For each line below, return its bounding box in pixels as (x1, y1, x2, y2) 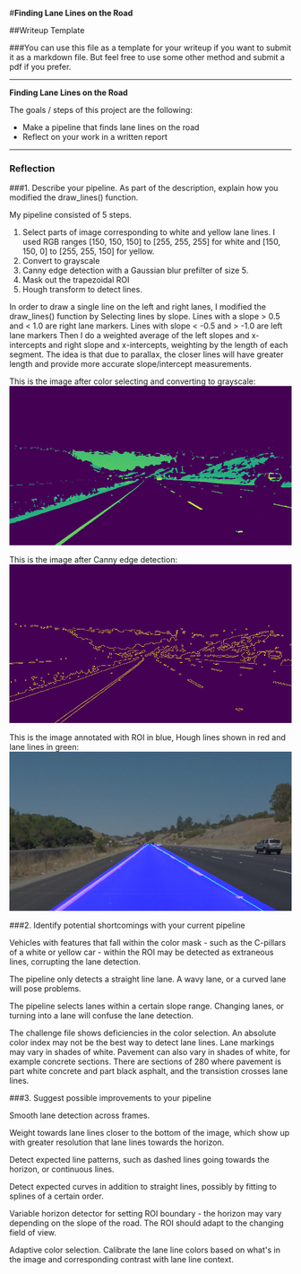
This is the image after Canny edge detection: (9, 554, 177, 564)
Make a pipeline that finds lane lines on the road (21, 122, 200, 133)
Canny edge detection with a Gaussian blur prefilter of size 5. (21, 265, 249, 276)
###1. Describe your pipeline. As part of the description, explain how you (9, 183, 279, 194)
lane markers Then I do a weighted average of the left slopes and (9, 330, 250, 341)
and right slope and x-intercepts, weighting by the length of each (47, 340, 288, 351)
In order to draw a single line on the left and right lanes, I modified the (9, 301, 267, 312)
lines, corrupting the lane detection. (9, 955, 141, 967)
